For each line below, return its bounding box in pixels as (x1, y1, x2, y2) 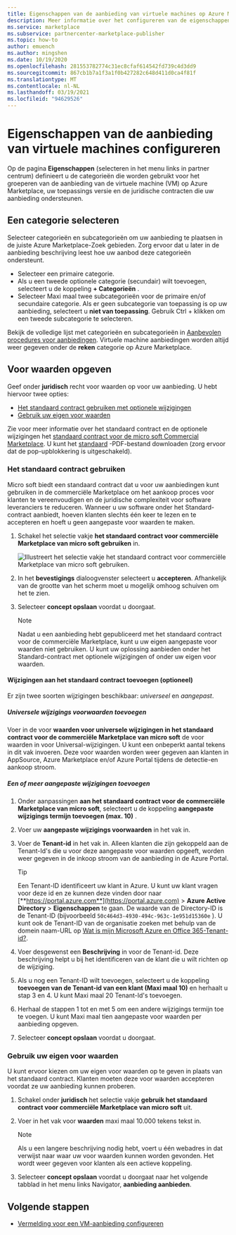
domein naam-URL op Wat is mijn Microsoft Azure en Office (17, 926, 191, 935)
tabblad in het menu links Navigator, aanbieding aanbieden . (17, 1180, 192, 1188)
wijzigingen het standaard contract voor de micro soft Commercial (7, 431, 199, 441)
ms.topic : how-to (7, 37, 58, 44)
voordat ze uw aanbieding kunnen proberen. (7, 1082, 136, 1090)
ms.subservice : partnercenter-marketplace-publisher (7, 30, 165, 37)
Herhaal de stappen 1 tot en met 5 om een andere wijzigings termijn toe (17, 1005, 224, 1013)
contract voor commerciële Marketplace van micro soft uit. (17, 1103, 193, 1112)
